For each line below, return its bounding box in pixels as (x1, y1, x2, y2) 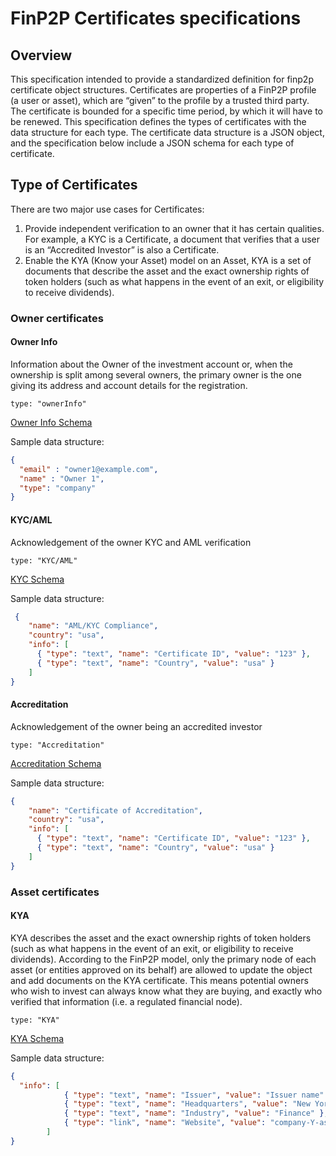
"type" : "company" (19, 483, 97, 493)
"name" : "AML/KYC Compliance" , (28, 621, 159, 631)
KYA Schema (10, 1032, 65, 1044)
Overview (10, 47, 73, 64)
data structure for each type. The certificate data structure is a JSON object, (10, 127, 325, 138)
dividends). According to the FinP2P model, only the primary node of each (10, 953, 317, 965)
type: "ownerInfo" (10, 398, 87, 409)
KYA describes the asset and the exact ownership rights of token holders (10, 932, 312, 944)
